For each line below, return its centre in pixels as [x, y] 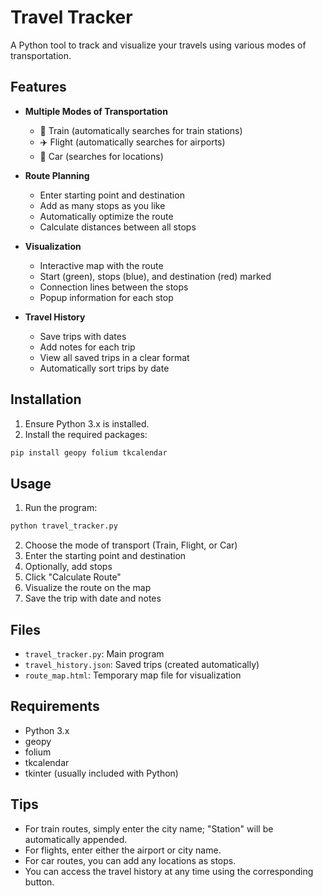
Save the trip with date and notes [93, 598]
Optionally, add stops [68, 567]
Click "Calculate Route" [73, 577]
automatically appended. [76, 839]
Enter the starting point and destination [105, 556]
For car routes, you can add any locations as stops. [130, 860]
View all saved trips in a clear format [114, 357]
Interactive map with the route [101, 265]
